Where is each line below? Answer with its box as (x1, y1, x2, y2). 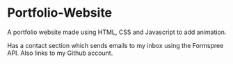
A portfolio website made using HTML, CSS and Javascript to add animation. (7, 28, 227, 36)
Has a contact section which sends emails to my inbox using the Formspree (7, 41, 224, 49)
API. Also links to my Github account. (7, 49, 113, 57)
